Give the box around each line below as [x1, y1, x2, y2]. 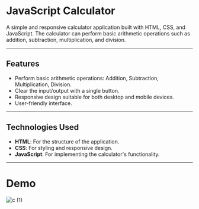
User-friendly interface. [14, 99, 72, 107]
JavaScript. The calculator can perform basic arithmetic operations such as [6, 30, 191, 37]
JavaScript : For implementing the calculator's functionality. [14, 151, 160, 158]
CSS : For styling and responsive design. [14, 144, 113, 151]
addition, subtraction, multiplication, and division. [6, 36, 126, 43]
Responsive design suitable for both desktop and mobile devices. [14, 93, 175, 100]
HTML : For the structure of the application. [14, 138, 120, 145]
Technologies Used [6, 122, 79, 132]
